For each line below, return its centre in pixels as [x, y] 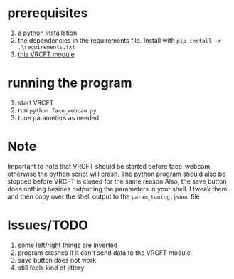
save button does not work [57, 260]
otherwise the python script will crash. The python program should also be [117, 174]
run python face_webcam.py [57, 110]
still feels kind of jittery [51, 268]
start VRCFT [36, 102]
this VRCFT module [46, 54]
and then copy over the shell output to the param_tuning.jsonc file [104, 196]
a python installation [47, 33]
